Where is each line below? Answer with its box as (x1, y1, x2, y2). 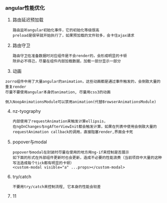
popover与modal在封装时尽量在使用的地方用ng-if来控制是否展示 (12, 150, 129, 155)
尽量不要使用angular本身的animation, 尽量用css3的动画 (5, 90, 111, 95)
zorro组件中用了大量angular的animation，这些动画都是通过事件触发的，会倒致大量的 (5, 79, 161, 84)
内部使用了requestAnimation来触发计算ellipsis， (12, 119, 108, 124)
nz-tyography (12, 108, 41, 114)
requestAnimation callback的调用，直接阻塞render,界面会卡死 (12, 129, 133, 135)
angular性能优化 (5, 4, 45, 11)
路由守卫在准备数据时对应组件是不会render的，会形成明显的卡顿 (12, 54, 127, 59)
